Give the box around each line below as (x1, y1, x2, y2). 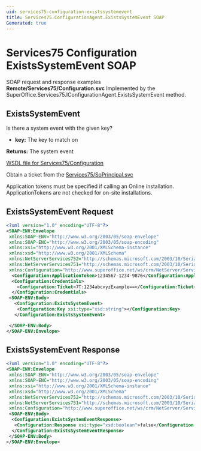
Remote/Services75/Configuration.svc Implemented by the (6, 85, 156, 92)
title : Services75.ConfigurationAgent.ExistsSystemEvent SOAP (6, 14, 165, 20)
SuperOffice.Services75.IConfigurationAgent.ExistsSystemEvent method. (6, 91, 187, 98)
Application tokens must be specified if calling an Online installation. (6, 183, 175, 190)
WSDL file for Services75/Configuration (6, 160, 103, 167)
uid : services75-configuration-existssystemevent (6, 8, 133, 15)
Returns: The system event (6, 148, 74, 155)
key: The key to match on (14, 136, 78, 144)
